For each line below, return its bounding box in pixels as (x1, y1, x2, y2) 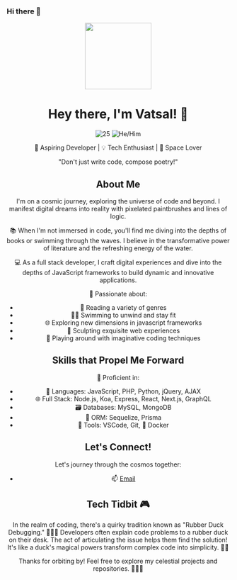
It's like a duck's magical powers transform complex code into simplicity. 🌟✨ (7, 543, 229, 552)
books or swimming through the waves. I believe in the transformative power (6, 237, 231, 245)
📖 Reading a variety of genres (80, 303, 167, 312)
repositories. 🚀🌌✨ (93, 564, 144, 573)
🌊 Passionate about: (88, 290, 148, 299)
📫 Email (111, 474, 136, 483)
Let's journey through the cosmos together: (54, 460, 182, 469)
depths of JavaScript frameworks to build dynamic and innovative (22, 269, 214, 277)
